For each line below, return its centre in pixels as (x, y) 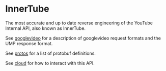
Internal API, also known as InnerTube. (45, 28)
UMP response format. (29, 43)
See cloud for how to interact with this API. (50, 63)
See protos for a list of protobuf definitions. (50, 53)
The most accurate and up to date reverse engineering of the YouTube (79, 23)
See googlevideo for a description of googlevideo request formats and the (83, 38)
